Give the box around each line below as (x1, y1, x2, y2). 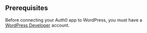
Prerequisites (5, 4, 48, 12)
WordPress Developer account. (5, 22, 70, 28)
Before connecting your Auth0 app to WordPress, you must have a (5, 17, 142, 23)
